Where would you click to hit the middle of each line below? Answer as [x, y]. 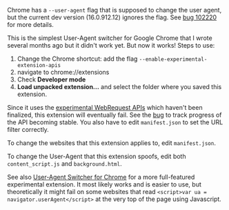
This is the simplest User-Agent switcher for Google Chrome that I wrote [110, 38]
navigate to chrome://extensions [63, 72]
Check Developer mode [51, 79]
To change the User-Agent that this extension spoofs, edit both [97, 156]
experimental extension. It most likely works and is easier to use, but [104, 184]
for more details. [30, 25]
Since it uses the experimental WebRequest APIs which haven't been [105, 107]
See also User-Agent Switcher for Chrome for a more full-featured [101, 177]
